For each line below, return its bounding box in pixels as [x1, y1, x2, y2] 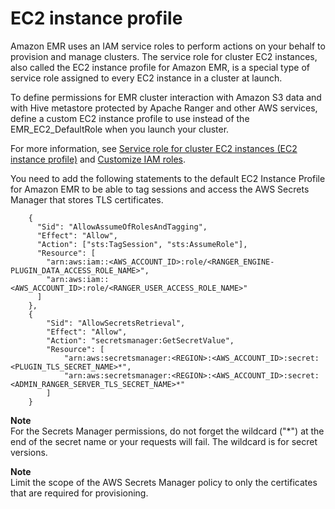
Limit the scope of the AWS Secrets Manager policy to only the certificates [10, 476, 318, 488]
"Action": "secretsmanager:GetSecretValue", [46, 335, 235, 346]
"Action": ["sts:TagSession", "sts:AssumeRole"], [36, 239, 248, 249]
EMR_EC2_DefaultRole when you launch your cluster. [10, 123, 230, 135]
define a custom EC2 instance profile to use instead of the [10, 112, 250, 124]
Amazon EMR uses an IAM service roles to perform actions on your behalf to [10, 40, 326, 52]
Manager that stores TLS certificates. [10, 193, 164, 206]
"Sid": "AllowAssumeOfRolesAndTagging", [36, 222, 208, 232]
